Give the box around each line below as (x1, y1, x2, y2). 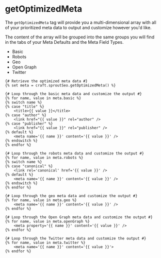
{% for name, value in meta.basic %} (5, 96, 81, 101)
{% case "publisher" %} (5, 121, 53, 126)
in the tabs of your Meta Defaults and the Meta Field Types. (5, 39, 124, 45)
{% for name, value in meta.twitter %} (5, 240, 86, 245)
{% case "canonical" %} (5, 164, 53, 169)
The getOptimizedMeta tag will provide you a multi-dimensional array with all (5, 19, 157, 25)
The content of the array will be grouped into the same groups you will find (5, 34, 155, 40)
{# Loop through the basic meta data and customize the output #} (5, 91, 142, 96)
